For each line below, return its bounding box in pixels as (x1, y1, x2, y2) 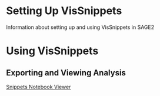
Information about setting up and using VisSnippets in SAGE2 (6, 24, 155, 31)
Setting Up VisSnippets (6, 4, 122, 18)
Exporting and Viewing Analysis (6, 68, 126, 78)
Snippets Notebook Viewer (6, 83, 71, 90)
